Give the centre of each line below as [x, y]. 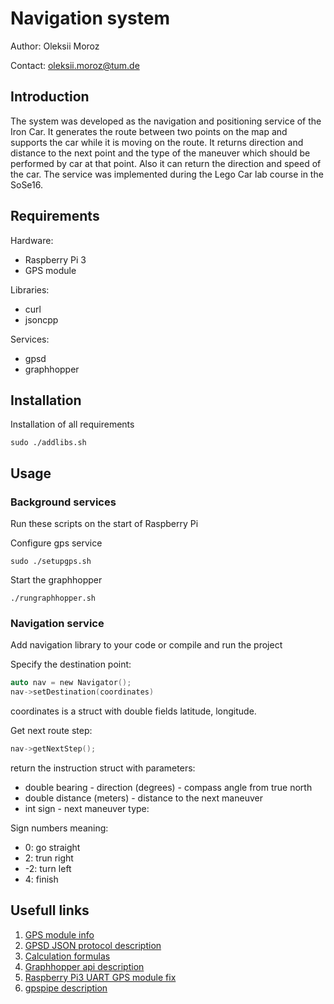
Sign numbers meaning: [59, 828]
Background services [63, 502]
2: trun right [49, 858]
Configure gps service [56, 543]
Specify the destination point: [71, 664]
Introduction [50, 97]
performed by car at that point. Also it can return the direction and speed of [166, 163]
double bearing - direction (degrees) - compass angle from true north [168, 787]
